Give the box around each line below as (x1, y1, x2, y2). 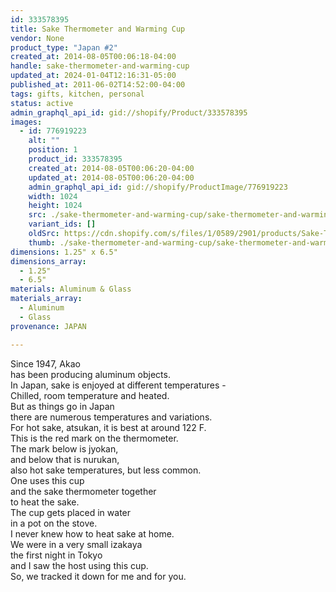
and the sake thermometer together (10, 485, 157, 497)
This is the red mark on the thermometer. (10, 432, 179, 444)
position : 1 (28, 145, 78, 155)
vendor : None (10, 33, 65, 43)
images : (10, 117, 43, 127)
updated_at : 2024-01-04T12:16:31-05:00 (10, 71, 177, 81)
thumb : (28, 237, 56, 248)
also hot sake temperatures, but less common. (10, 464, 202, 476)
